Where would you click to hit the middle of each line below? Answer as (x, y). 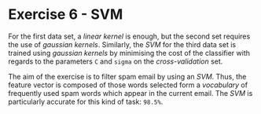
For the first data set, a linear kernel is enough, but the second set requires (129, 36)
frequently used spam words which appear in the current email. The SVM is (130, 93)
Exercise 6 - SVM (66, 15)
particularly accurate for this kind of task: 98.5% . (86, 101)
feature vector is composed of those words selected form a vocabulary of (128, 85)
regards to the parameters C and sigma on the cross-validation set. (116, 61)
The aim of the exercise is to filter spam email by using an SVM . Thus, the (127, 76)
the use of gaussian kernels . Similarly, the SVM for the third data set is (122, 44)
